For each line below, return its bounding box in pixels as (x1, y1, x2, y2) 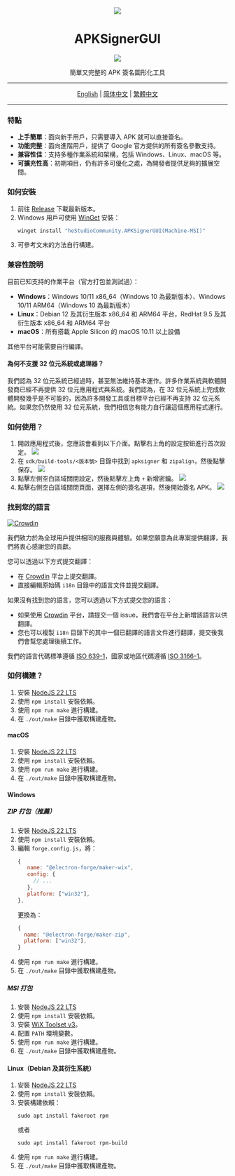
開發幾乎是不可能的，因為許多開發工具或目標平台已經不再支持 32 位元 (13, 394, 215, 402)
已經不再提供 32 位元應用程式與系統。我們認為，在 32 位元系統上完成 (19, 385, 220, 394)
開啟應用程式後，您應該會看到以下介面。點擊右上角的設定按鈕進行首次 (17, 439, 220, 448)
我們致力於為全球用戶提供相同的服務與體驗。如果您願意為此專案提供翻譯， (7, 533, 222, 542)
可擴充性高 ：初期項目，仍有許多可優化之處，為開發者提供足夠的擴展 (17, 159, 214, 168)
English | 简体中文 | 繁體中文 (76, 89, 159, 98)
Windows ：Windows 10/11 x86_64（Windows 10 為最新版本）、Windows (17, 292, 226, 300)
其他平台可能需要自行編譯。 (7, 342, 87, 350)
